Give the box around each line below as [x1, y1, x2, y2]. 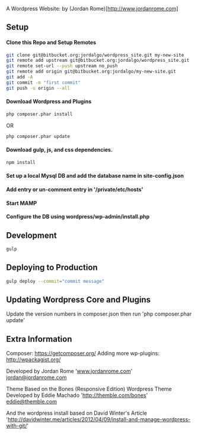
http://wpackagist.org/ [6, 356, 61, 363]
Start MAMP [6, 199, 37, 207]
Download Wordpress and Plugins [6, 98, 92, 105]
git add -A [6, 74, 33, 80]
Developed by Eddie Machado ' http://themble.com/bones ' [6, 392, 148, 399]
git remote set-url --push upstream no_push [6, 63, 118, 69]
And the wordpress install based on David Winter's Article [6, 409, 147, 417]
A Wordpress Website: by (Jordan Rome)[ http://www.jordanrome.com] [6, 5, 179, 12]
